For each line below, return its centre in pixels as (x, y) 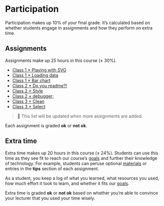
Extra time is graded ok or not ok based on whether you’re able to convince (82, 193)
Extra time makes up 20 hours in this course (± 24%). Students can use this (82, 153)
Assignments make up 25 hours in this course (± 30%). (61, 60)
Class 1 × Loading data (35, 75)
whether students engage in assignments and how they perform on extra (79, 28)
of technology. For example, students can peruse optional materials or (76, 163)
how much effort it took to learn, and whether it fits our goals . (67, 183)
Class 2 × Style (27, 91)
